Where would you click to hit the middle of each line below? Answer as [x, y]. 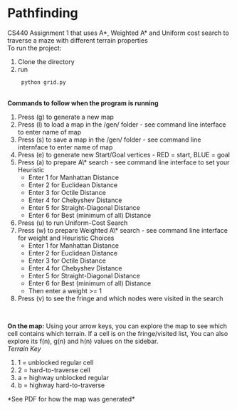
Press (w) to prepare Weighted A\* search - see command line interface [123, 230]
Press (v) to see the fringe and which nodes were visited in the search [120, 298]
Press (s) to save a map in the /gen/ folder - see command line [109, 140]
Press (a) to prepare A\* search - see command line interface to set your [123, 162]
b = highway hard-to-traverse [61, 385]
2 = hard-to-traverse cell [54, 370]
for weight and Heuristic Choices [66, 238]
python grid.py [43, 82]
